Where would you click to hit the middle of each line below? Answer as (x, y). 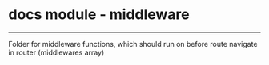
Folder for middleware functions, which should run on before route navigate (133, 44)
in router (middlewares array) (56, 52)
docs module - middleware (99, 15)
